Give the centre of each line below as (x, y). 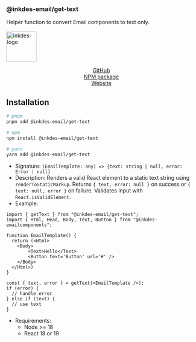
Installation (28, 102)
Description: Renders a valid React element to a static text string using (102, 178)
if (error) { (23, 288)
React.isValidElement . (43, 197)
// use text (27, 304)
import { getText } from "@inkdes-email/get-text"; (72, 215)
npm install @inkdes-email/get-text (52, 138)
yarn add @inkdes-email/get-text (48, 155)
